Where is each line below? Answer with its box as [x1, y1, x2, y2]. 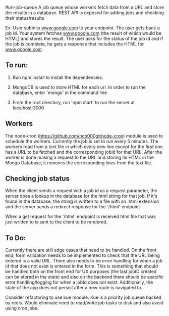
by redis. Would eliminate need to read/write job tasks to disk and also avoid [5, 300, 164, 306]
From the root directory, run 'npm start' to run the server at [12, 99, 135, 105]
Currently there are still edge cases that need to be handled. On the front [5, 247, 157, 253]
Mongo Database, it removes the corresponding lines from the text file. [5, 159, 152, 166]
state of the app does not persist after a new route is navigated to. [5, 285, 143, 291]
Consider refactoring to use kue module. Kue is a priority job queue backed [5, 294, 162, 300]
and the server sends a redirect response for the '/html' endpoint [5, 204, 140, 210]
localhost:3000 [12, 105, 44, 111]
